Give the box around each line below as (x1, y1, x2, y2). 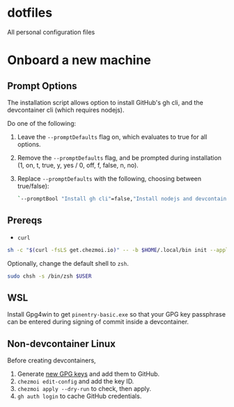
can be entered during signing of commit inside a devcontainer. (7, 318, 189, 326)
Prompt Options (7, 80, 78, 92)
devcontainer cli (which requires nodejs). (7, 106, 125, 114)
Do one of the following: (7, 119, 77, 127)
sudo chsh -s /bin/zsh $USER (7, 273, 92, 280)
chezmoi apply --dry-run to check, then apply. (17, 385, 152, 392)
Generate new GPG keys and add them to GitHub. (17, 370, 160, 378)
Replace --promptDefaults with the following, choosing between (17, 174, 202, 182)
